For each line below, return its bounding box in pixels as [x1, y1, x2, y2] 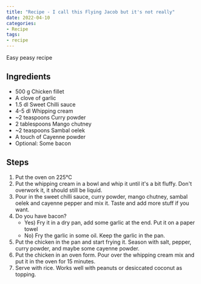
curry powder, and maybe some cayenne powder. [15, 244, 140, 252]
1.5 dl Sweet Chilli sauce [15, 101, 76, 108]
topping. [15, 271, 36, 278]
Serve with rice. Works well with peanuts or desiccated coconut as [15, 264, 182, 271]
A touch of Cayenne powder [15, 133, 86, 140]
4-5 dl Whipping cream [15, 107, 73, 115]
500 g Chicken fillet [15, 88, 64, 95]
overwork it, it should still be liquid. [15, 186, 103, 194]
